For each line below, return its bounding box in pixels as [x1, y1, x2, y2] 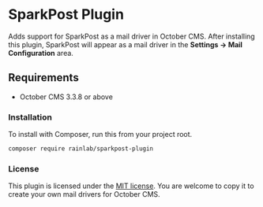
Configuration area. [8, 48, 73, 57]
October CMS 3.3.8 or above [19, 92, 113, 102]
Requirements [8, 71, 79, 84]
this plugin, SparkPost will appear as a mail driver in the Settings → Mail [8, 39, 243, 49]
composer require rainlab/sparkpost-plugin [8, 145, 154, 153]
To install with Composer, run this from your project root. [8, 130, 193, 139]
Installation [8, 112, 53, 123]
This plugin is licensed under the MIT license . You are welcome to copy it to [8, 181, 254, 190]
